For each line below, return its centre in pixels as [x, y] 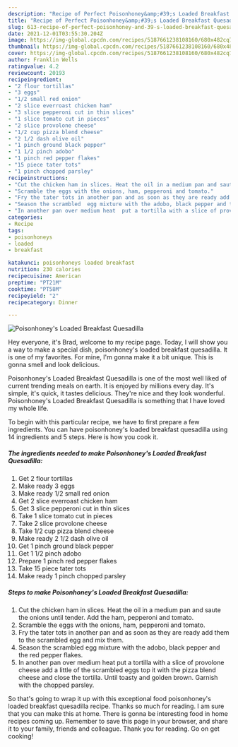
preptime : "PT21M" [35, 282]
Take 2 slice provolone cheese [63, 524]
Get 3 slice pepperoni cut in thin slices [74, 508]
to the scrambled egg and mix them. [71, 640]
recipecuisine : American [44, 276]
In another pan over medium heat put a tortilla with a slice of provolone [121, 663]
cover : [18, 54]
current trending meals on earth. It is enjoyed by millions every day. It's [111, 386]
